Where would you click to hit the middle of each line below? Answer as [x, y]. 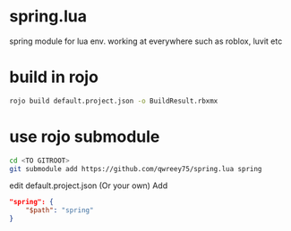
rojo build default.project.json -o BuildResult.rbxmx [114, 101]
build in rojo [54, 77]
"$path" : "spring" [60, 210]
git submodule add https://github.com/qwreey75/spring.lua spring [136, 169]
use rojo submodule [85, 136]
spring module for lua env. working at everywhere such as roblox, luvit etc [146, 41]
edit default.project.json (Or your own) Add [89, 186]
